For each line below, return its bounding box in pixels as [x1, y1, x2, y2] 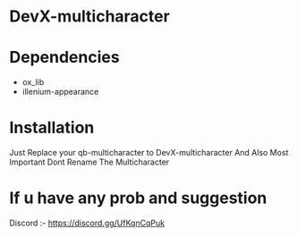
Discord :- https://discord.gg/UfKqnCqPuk [9, 217, 166, 228]
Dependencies [9, 47, 120, 68]
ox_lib [21, 77, 45, 88]
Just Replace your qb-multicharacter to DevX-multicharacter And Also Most [9, 148, 289, 158]
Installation [9, 118, 95, 138]
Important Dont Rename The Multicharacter [9, 157, 170, 167]
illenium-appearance [21, 87, 99, 97]
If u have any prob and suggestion [9, 188, 268, 208]
